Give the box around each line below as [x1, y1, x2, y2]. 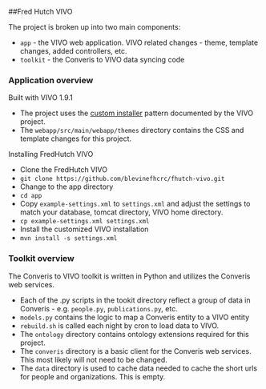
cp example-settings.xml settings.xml [19, 218, 150, 226]
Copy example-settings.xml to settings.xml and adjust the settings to [19, 199, 251, 209]
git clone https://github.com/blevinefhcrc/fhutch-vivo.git [19, 175, 225, 183]
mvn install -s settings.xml [19, 235, 118, 243]
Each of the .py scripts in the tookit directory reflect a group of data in [19, 295, 251, 305]
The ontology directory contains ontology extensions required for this [19, 329, 250, 339]
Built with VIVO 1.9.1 [8, 93, 74, 102]
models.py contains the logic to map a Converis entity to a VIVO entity [19, 312, 250, 322]
